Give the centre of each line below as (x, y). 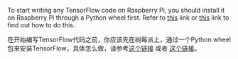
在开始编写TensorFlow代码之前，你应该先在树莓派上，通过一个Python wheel (119, 39)
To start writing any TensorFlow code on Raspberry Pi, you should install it (116, 10)
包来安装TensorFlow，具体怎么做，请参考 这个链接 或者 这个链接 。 (104, 48)
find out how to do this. (41, 25)
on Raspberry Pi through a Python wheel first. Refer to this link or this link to (118, 18)
